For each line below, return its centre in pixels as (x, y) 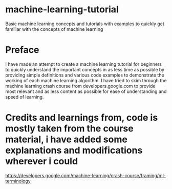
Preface (22, 50)
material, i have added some (67, 139)
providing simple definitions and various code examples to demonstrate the (85, 75)
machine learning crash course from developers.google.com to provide (80, 86)
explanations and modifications (74, 150)
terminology (18, 181)
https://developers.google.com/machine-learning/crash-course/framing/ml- (86, 175)
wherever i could (42, 162)
